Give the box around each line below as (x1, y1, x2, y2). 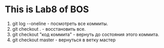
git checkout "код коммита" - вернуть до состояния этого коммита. (12, 31, 159, 37)
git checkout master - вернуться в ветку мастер (12, 37, 116, 43)
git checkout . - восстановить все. (12, 26, 86, 32)
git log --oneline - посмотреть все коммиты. (12, 20, 108, 27)
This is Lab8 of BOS (5, 4, 89, 15)
